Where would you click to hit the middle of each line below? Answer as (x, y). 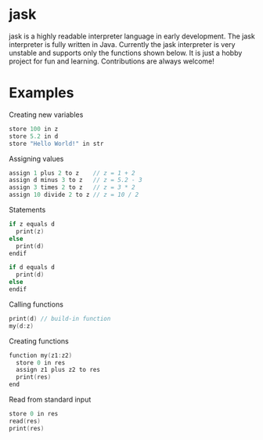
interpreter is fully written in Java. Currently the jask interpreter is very (122, 44)
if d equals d (32, 267)
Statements (27, 210)
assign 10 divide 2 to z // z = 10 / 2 (74, 195)
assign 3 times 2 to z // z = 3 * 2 (72, 187)
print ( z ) (30, 231)
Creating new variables (46, 115)
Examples (41, 93)
